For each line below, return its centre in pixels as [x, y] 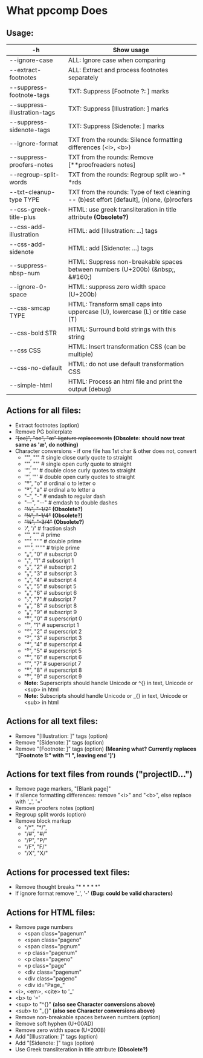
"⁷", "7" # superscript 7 [53, 663]
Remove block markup [43, 821]
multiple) [81, 354]
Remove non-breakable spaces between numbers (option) [88, 1017]
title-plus [23, 217]
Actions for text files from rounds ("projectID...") [99, 775]
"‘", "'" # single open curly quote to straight [78, 464]
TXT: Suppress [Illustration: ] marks [119, 109]
